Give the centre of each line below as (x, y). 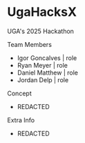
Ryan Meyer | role (42, 65)
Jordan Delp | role (43, 79)
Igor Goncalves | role (47, 58)
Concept (20, 93)
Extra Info (21, 120)
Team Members (29, 44)
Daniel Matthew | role (47, 73)
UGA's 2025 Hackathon (41, 31)
